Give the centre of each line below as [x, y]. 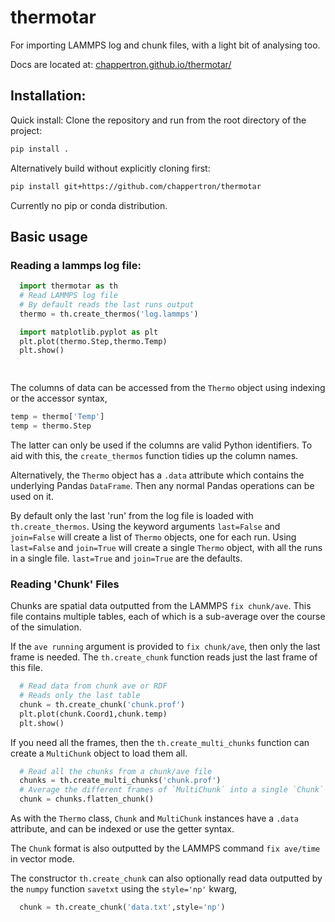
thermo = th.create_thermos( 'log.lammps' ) [109, 314]
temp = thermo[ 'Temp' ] [57, 417]
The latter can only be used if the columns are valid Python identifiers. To [161, 445]
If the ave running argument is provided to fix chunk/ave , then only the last [165, 647]
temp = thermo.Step [51, 426]
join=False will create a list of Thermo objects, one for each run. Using [153, 537]
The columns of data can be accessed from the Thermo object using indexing [168, 388]
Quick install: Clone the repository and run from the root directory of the [158, 120]
